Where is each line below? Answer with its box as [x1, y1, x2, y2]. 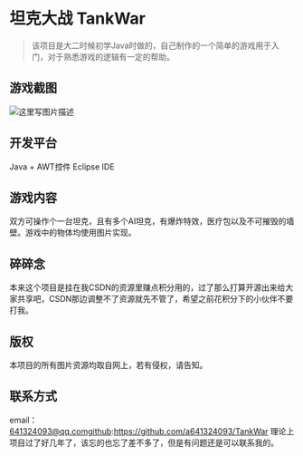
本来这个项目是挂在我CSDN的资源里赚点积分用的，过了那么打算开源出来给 [9, 282, 286, 293]
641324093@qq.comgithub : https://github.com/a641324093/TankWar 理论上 [9, 425, 295, 436]
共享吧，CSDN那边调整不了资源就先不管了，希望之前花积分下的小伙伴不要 [16, 294, 294, 305]
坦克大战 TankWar [9, 8, 147, 29]
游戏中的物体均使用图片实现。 [24, 228, 137, 238]
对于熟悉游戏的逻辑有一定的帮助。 [47, 51, 175, 62]
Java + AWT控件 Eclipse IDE [9, 160, 115, 172]
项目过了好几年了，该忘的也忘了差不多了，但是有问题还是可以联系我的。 [9, 437, 279, 448]
